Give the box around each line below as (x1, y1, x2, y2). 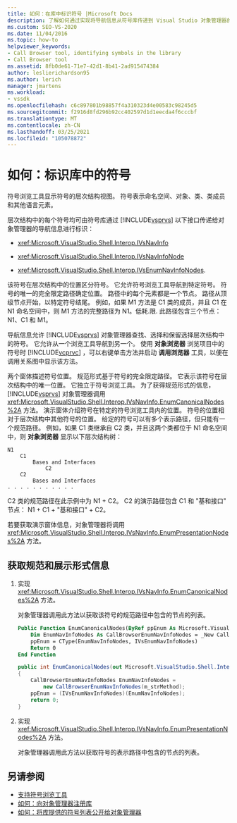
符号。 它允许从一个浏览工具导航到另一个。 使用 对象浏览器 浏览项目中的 (13, 340, 224, 348)
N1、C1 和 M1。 (7, 316, 52, 324)
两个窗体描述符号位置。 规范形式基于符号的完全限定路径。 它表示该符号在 (7, 372, 221, 380)
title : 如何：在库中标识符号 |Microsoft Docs (7, 10, 133, 18)
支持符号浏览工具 (17, 791, 68, 799)
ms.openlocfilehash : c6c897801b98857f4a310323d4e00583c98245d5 (7, 102, 197, 109)
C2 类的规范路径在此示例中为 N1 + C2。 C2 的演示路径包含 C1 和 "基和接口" (7, 497, 227, 505)
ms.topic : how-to (7, 37, 59, 44)
